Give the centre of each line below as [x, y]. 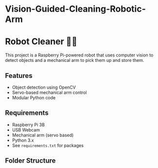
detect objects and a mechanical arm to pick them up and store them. [75, 60]
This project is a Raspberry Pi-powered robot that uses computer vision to [79, 55]
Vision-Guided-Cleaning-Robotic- [75, 9]
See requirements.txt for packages [48, 145]
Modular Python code [34, 97]
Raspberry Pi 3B [28, 125]
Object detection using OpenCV [44, 87]
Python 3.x [23, 140]
